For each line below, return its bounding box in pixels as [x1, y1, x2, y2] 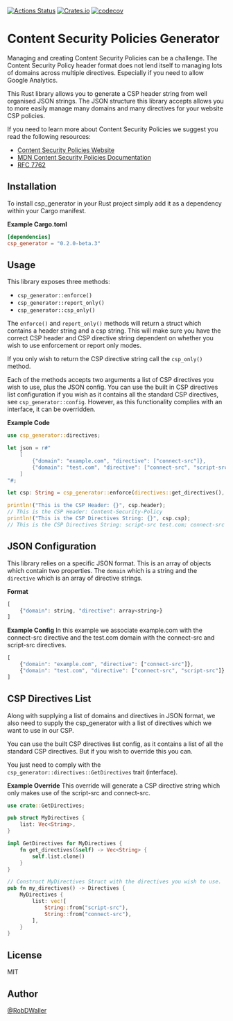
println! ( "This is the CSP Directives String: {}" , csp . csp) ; [7, 515, 191, 522]
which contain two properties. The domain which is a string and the [7, 566, 198, 574]
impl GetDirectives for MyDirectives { [7, 840, 123, 847]
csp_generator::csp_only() [17, 307, 96, 314]
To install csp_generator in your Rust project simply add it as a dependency [7, 199, 222, 208]
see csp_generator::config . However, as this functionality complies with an [7, 398, 223, 406]
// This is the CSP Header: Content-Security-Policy [7, 508, 163, 515]
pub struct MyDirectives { [7, 815, 85, 822]
